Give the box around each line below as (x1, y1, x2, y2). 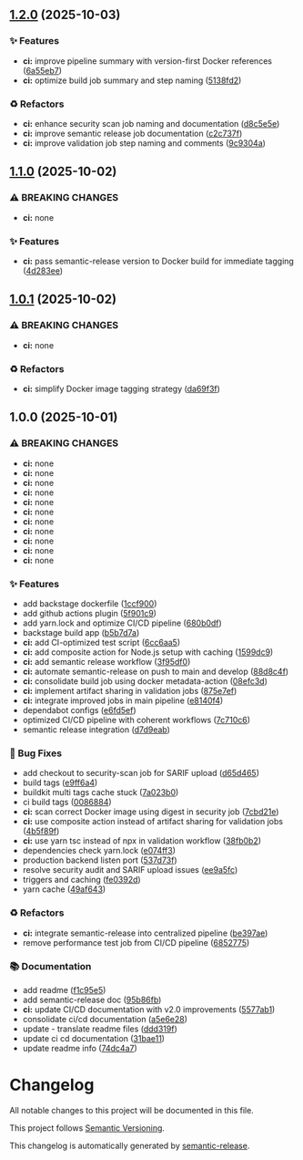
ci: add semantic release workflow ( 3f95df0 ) (22, 656, 191, 667)
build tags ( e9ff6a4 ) (22, 777, 98, 788)
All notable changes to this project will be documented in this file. (9, 1104, 255, 1115)
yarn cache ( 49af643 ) (22, 884, 106, 895)
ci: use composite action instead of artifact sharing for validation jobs (22, 816, 284, 827)
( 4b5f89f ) (22, 825, 60, 837)
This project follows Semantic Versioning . (9, 1122, 166, 1134)
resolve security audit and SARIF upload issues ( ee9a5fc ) (22, 865, 238, 875)
